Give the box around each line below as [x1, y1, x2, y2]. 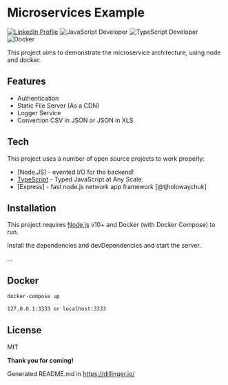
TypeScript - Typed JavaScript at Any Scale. [17, 175, 143, 184]
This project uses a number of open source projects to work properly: [7, 154, 205, 163]
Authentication [17, 94, 59, 102]
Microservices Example [7, 5, 145, 21]
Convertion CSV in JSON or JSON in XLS [17, 116, 134, 124]
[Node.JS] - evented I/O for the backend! [17, 168, 134, 176]
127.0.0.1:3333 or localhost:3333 [7, 306, 107, 313]
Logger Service [17, 108, 61, 117]
